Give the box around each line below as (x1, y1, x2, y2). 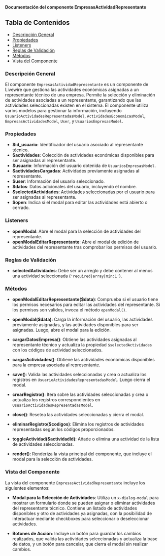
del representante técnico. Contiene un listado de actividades (12, 505, 137, 511)
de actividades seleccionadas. (12, 441, 74, 447)
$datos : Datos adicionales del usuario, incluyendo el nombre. (12, 184, 137, 190)
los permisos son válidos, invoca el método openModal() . (12, 307, 127, 313)
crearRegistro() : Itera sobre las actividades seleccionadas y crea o (12, 391, 149, 397)
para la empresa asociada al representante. (12, 362, 100, 368)
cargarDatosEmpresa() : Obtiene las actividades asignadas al (12, 337, 137, 342)
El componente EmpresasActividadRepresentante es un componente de (5, 82, 149, 87)
